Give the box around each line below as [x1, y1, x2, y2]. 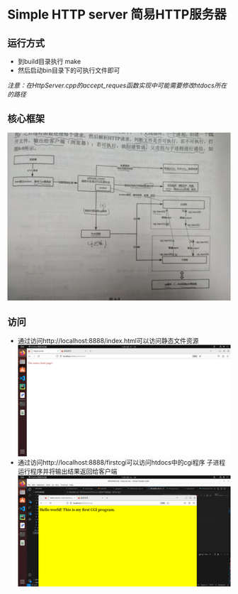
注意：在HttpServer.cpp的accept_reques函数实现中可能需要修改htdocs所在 [7, 81, 227, 90]
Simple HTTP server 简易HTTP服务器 [7, 6, 227, 23]
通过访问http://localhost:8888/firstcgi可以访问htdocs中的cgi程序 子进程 [17, 458, 226, 466]
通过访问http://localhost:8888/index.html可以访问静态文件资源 [17, 336, 199, 345]
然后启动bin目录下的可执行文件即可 [17, 66, 120, 75]
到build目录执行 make [17, 58, 81, 65]
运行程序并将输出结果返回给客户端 [17, 467, 118, 475]
